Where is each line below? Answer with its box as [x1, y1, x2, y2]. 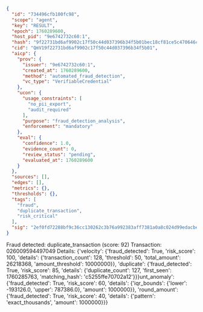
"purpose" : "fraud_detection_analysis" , [22, 118, 126, 124]
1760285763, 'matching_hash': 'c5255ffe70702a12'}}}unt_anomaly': [6, 273, 175, 280]
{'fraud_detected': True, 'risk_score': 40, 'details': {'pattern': [6, 292, 156, 299]
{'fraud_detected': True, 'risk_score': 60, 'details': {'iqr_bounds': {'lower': [6, 279, 187, 287]
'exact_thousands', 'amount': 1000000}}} [6, 299, 108, 306]
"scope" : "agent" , [11, 17, 59, 23]
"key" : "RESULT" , [11, 22, 56, 28]
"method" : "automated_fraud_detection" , [22, 73, 126, 79]
